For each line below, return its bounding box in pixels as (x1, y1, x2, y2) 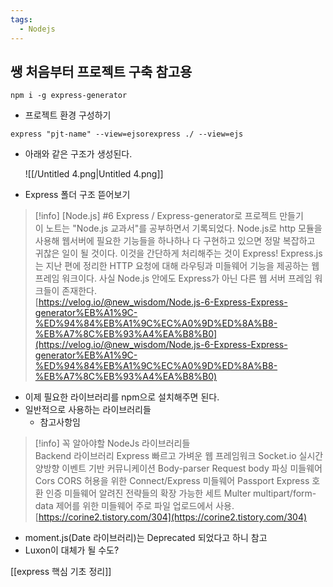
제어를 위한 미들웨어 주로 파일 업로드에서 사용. (55, 500, 235, 512)
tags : (10, 14, 33, 25)
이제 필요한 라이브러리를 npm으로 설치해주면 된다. (24, 391, 220, 403)
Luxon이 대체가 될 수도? (24, 544, 120, 556)
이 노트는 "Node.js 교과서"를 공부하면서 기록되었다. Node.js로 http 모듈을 (34, 222, 323, 235)
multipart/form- (253, 487, 317, 500)
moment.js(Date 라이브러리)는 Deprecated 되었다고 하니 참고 (24, 532, 268, 544)
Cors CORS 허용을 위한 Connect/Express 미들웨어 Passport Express (34, 475, 310, 487)
